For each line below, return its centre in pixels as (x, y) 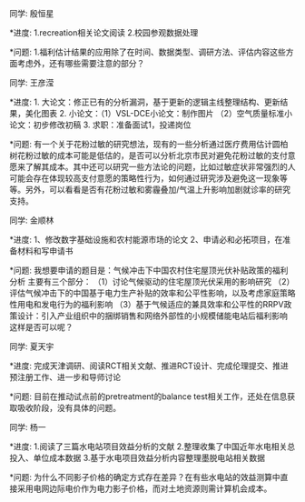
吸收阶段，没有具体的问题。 (69, 408)
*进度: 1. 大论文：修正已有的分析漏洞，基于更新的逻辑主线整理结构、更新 (145, 102)
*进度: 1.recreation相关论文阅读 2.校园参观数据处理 (104, 33)
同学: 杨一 (28, 427)
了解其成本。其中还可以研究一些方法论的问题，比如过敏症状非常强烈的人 (160, 167)
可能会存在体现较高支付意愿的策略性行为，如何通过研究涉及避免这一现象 (144, 178)
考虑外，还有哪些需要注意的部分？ (81, 63)
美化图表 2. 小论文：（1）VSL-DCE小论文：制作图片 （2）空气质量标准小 (159, 113)
